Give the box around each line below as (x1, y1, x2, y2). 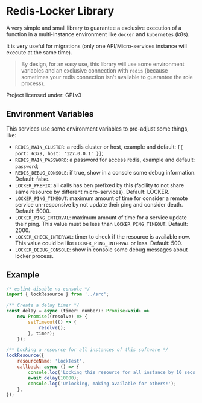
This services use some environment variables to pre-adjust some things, (6, 125, 189, 132)
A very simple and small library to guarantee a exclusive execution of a (6, 24, 182, 31)
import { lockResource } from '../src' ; (6, 291, 110, 297)
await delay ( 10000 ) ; (28, 375, 80, 381)
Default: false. (14, 175, 50, 182)
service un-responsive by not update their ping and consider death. (14, 201, 183, 208)
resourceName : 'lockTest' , (17, 358, 85, 364)
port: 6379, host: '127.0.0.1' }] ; (14, 149, 104, 156)
